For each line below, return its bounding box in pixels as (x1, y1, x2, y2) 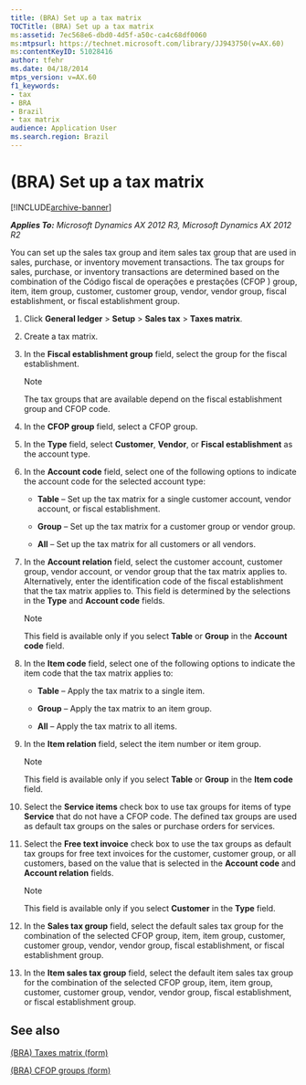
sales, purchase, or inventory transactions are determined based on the (10, 266, 280, 277)
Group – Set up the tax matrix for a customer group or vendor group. (37, 521, 296, 532)
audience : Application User (10, 124, 118, 133)
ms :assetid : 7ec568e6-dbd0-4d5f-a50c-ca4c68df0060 (10, 30, 207, 39)
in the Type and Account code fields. (23, 595, 165, 606)
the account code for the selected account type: (23, 476, 206, 487)
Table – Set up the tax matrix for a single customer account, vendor (37, 493, 291, 504)
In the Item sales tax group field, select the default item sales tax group (23, 967, 294, 978)
